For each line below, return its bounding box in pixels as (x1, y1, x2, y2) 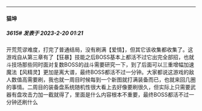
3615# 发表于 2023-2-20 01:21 (6, 29, 84, 37)
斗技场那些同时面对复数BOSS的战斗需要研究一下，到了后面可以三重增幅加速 (6, 61, 194, 68)
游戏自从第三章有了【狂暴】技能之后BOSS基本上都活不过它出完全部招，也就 (6, 53, 194, 61)
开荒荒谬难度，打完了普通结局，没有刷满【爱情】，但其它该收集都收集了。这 (6, 46, 194, 53)
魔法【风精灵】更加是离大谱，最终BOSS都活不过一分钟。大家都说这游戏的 (6, 68, 189, 76)
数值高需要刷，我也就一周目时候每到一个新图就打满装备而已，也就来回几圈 (11, 76, 196, 83)
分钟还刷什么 (6, 98, 38, 106)
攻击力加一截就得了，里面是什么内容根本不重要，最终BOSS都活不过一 (22, 91, 194, 98)
